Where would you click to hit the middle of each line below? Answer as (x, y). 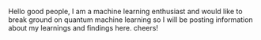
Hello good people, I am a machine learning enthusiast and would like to (125, 11)
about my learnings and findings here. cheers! (83, 28)
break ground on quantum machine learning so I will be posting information (130, 20)
